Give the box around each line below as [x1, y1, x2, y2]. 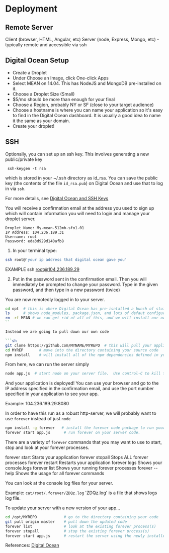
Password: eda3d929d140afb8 [5, 238, 64, 244]
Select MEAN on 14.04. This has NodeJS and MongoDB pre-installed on [12, 80, 162, 86]
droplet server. [5, 216, 36, 222]
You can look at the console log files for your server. [5, 480, 114, 486]
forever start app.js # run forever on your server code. [5, 430, 141, 435]
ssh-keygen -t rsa [7, 166, 46, 171]
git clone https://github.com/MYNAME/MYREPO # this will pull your [5, 343, 152, 348]
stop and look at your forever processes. [5, 444, 90, 450]
